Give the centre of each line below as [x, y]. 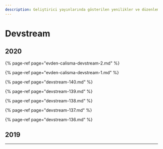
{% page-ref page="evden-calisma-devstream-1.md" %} [62, 72]
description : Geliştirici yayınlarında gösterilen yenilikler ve [72, 9]
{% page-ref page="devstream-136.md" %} [49, 119]
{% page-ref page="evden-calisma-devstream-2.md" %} [62, 63]
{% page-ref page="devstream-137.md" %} [49, 110]
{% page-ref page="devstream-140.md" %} [49, 82]
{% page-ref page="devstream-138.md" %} [49, 100]
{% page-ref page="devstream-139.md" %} [49, 91]
